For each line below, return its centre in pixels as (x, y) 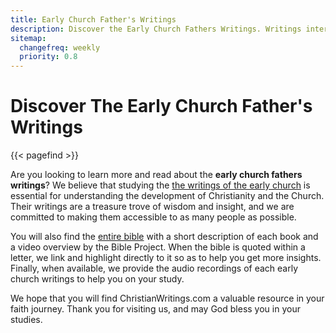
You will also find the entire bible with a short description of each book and (164, 237)
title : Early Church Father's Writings (93, 19)
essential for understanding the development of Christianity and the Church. (167, 196)
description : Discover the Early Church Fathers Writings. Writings (156, 29)
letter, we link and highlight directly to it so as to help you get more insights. (166, 258)
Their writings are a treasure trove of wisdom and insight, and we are (152, 207)
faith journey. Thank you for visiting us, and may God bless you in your (155, 309)
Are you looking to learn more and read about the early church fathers (156, 175)
